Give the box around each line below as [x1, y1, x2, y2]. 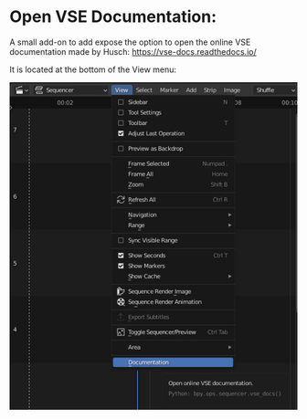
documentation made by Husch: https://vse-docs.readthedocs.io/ [9, 46, 258, 57]
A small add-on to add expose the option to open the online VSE [9, 37, 251, 47]
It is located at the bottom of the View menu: [9, 64, 176, 75]
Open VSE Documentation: [9, 6, 217, 27]
